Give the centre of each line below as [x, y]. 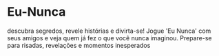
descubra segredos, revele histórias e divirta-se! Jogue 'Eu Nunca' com [109, 31]
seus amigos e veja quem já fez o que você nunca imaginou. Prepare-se [109, 38]
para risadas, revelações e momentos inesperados [79, 45]
